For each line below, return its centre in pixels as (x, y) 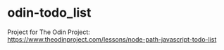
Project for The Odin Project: (49, 32)
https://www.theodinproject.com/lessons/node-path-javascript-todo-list (112, 39)
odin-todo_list (49, 13)
